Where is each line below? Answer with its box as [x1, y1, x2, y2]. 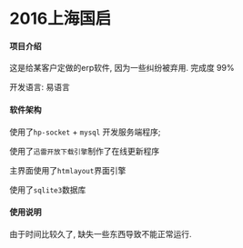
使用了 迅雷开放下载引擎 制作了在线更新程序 [9, 145, 160, 156]
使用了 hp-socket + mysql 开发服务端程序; [9, 126, 161, 137]
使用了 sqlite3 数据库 [9, 184, 86, 195]
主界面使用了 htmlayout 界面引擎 [9, 164, 127, 175]
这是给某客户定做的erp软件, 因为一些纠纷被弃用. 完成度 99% [9, 63, 235, 74]
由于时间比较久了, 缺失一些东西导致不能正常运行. [9, 228, 193, 239]
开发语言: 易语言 [9, 82, 70, 93]
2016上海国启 [9, 8, 112, 29]
